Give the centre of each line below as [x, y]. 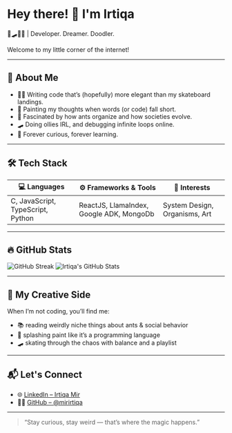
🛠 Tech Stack [37, 163]
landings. [30, 102]
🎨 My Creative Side [49, 295]
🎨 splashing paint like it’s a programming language [89, 335]
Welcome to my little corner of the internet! [68, 49]
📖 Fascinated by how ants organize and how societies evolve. [105, 116]
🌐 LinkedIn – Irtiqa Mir [49, 394]
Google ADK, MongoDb [117, 213]
